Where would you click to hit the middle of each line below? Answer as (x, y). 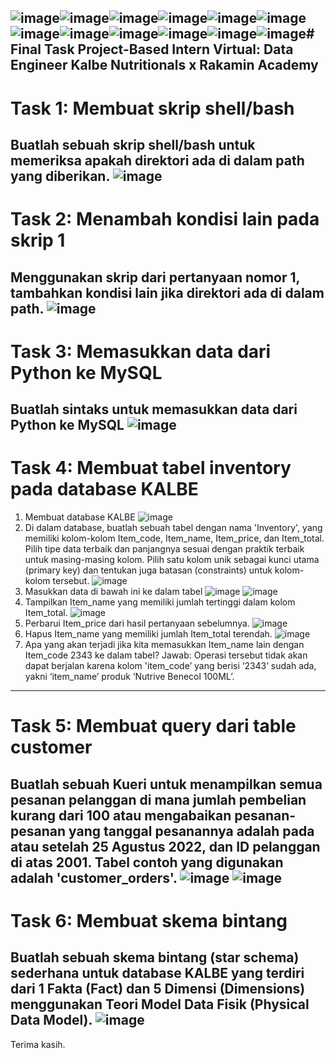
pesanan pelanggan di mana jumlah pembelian (158, 799)
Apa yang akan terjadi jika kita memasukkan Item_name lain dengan (164, 645)
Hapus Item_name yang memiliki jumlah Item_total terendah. (148, 634)
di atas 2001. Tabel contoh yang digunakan (147, 862)
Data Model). (51, 1020)
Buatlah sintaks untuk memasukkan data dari (154, 409)
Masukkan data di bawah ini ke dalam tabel (113, 592)
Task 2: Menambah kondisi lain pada (165, 219)
